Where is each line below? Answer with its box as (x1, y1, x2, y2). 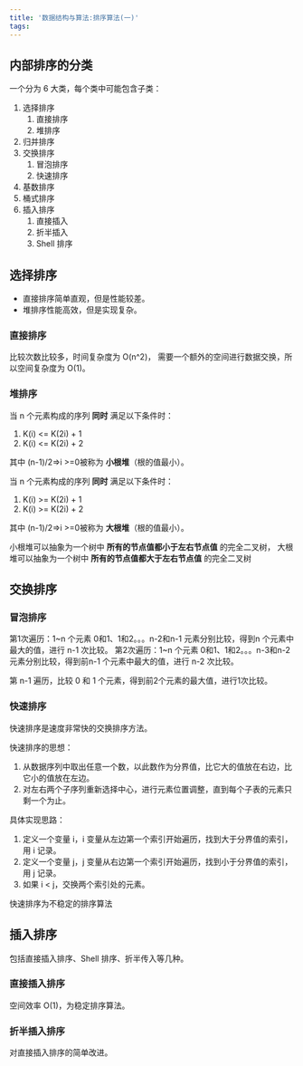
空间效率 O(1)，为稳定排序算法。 (9, 1000, 130, 1011)
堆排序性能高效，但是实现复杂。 (22, 304, 142, 315)
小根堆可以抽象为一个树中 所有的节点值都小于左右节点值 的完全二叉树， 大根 (9, 541, 294, 552)
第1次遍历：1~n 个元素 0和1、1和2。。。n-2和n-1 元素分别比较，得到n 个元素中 (9, 633, 294, 644)
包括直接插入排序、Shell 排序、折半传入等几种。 (9, 953, 189, 964)
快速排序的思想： (9, 742, 73, 753)
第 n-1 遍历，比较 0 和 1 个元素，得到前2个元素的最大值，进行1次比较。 (9, 676, 273, 687)
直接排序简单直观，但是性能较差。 (22, 293, 150, 304)
